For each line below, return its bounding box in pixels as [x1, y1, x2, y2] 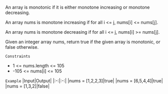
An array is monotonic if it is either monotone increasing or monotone [5, 5, 150, 10]
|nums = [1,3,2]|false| [5, 83, 50, 89]
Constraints [5, 54, 30, 59]
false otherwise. [5, 44, 39, 50]
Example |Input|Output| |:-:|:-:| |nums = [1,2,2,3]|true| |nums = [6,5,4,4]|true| [5, 78, 163, 83]
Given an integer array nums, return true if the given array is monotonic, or [5, 39, 161, 45]
